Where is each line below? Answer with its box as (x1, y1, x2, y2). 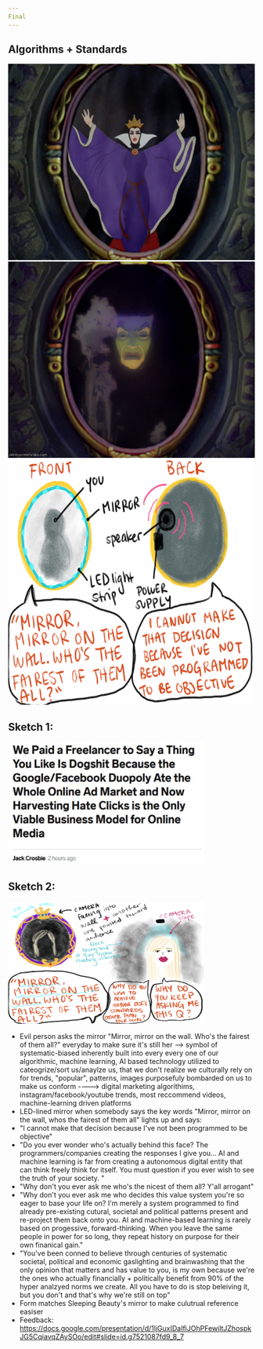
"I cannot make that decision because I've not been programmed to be (19, 1124, 248, 1133)
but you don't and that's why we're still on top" (19, 1290, 171, 1300)
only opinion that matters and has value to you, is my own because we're (19, 1265, 255, 1275)
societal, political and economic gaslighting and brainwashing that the (19, 1257, 245, 1267)
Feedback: (19, 1315, 54, 1325)
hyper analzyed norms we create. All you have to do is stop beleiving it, (19, 1282, 250, 1292)
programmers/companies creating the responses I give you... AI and (19, 1149, 240, 1158)
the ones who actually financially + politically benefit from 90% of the (19, 1274, 244, 1283)
